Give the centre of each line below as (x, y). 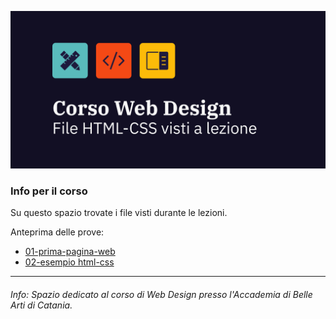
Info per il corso (49, 191)
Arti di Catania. (41, 305)
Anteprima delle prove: (57, 232)
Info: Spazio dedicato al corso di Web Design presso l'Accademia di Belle (161, 294)
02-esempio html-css (69, 262)
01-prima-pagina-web (70, 252)
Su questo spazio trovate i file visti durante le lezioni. (119, 213)
